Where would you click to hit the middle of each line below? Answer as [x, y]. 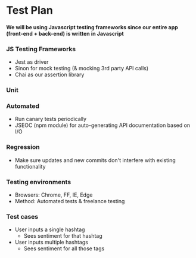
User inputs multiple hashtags [51, 243]
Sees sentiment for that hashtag [63, 236]
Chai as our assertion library [49, 74]
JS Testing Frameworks [41, 49]
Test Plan [30, 10]
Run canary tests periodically [51, 119]
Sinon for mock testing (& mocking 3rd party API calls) [82, 69]
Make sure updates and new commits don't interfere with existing [95, 160]
